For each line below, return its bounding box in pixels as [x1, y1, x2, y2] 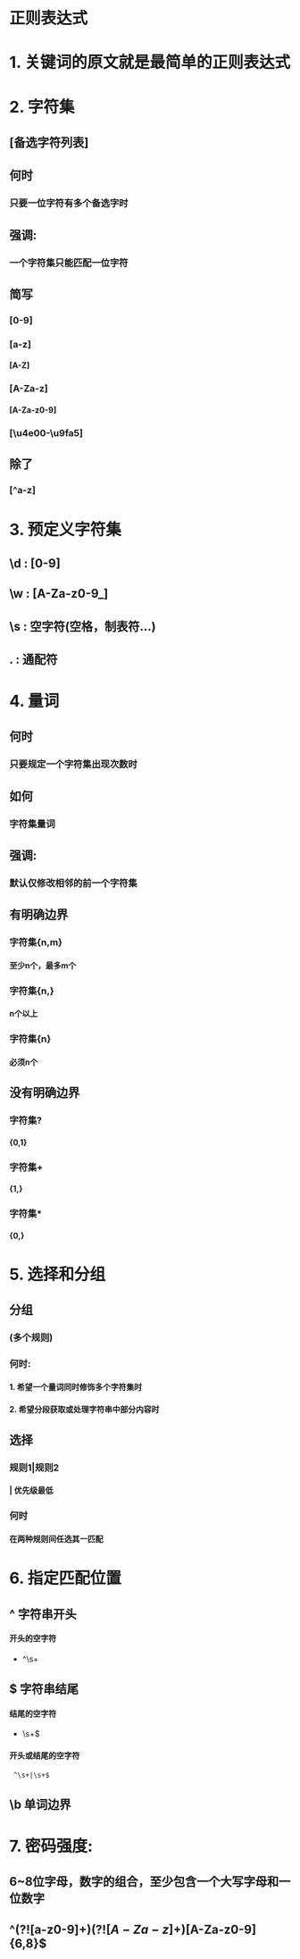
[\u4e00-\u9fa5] [9, 426, 83, 439]
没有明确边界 [9, 1085, 80, 1101]
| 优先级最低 [9, 1485, 54, 1496]
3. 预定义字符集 [9, 520, 122, 540]
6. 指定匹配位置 [9, 1569, 122, 1588]
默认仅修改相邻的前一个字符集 [9, 877, 138, 890]
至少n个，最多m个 [9, 959, 77, 970]
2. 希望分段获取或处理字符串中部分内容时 [9, 1403, 160, 1414]
